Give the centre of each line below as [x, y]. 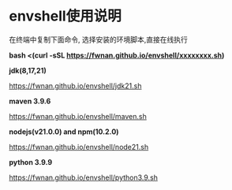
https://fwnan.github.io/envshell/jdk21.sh [75, 86]
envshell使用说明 [65, 16]
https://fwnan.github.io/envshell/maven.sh [78, 116]
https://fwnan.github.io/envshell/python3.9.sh [84, 177]
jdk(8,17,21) [28, 70]
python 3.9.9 [31, 162]
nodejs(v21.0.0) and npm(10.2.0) [64, 132]
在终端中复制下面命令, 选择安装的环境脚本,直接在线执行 [99, 39]
